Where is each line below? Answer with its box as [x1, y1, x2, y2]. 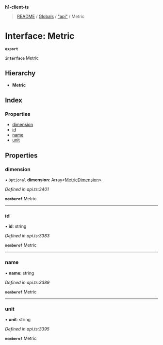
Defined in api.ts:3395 [5, 326, 49, 332]
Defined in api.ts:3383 [5, 233, 50, 239]
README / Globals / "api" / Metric [16, 14, 85, 19]
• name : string [5, 270, 34, 276]
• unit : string [5, 317, 31, 323]
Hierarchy [5, 69, 36, 77]
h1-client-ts [5, 4, 29, 10]
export [5, 46, 18, 52]
